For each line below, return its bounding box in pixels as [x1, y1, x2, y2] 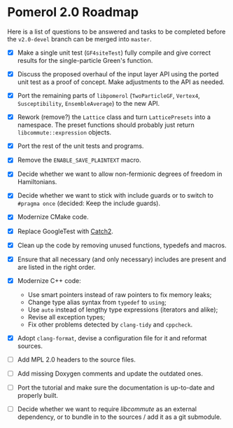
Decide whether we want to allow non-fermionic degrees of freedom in [17, 170, 223, 179]
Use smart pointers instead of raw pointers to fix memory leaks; [27, 290, 212, 298]
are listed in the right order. [17, 263, 96, 271]
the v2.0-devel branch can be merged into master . [7, 34, 152, 43]
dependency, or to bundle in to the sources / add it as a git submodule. [17, 413, 222, 421]
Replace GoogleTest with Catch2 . [17, 227, 114, 235]
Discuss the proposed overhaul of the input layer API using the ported [17, 70, 219, 78]
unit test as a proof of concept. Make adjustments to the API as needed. [17, 78, 225, 86]
